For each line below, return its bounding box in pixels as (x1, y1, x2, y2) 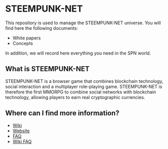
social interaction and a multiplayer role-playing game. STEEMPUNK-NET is (5, 83, 162, 89)
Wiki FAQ (12, 138, 32, 144)
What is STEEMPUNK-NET (5, 65, 90, 73)
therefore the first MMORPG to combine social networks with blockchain (5, 89, 156, 95)
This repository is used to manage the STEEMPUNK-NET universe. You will (5, 20, 161, 26)
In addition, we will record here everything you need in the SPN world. (5, 50, 151, 56)
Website (12, 127, 30, 134)
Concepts (12, 40, 33, 46)
